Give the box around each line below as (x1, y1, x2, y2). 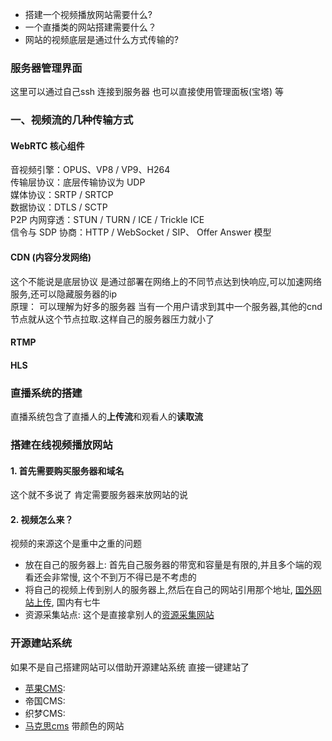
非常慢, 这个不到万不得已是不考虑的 (51, 571, 197, 583)
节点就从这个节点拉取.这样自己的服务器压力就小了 (10, 313, 215, 325)
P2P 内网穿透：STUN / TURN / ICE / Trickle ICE (10, 214, 205, 226)
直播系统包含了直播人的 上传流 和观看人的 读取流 (10, 411, 203, 423)
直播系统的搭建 (10, 386, 83, 400)
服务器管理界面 (10, 61, 83, 75)
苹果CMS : (24, 682, 66, 694)
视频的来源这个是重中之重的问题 (10, 538, 142, 550)
